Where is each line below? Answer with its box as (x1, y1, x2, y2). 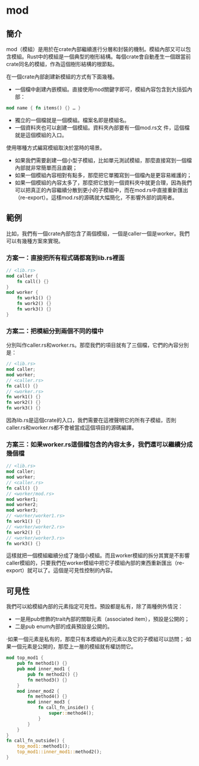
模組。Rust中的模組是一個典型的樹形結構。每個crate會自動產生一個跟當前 (11, 53, 191, 60)
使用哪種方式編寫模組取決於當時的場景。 (6, 144, 105, 151)
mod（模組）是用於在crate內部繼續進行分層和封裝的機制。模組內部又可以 (6, 46, 186, 52)
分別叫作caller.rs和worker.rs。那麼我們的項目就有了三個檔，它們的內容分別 (6, 341, 189, 349)
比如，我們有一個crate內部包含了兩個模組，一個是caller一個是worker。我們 (6, 230, 190, 237)
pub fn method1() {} (17, 661, 68, 667)
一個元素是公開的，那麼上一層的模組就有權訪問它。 (11, 643, 137, 650)
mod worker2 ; (6, 502, 39, 508)
